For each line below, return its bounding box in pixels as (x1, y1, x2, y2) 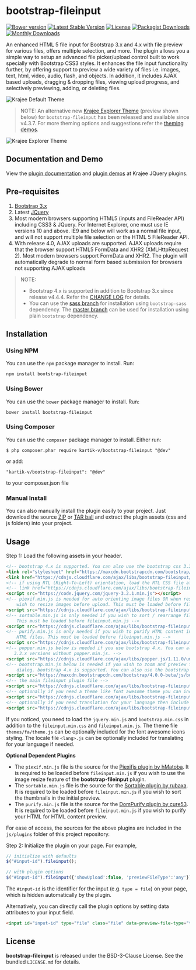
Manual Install (6, 493, 47, 502)
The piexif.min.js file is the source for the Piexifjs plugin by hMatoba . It (14, 763, 189, 770)
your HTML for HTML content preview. (14, 813, 107, 820)
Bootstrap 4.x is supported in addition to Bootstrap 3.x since (29, 287, 174, 294)
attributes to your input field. (6, 909, 75, 916)
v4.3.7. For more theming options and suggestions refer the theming (20, 119, 184, 126)
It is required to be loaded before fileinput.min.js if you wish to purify (14, 807, 186, 814)
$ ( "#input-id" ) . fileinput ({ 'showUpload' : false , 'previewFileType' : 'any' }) (6, 875, 192, 880)
